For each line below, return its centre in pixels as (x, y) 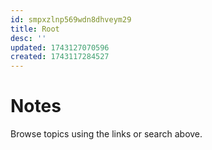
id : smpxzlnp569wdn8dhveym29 (71, 19)
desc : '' (28, 38)
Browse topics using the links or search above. (106, 134)
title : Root (35, 29)
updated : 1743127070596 (60, 47)
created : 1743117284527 (60, 57)
